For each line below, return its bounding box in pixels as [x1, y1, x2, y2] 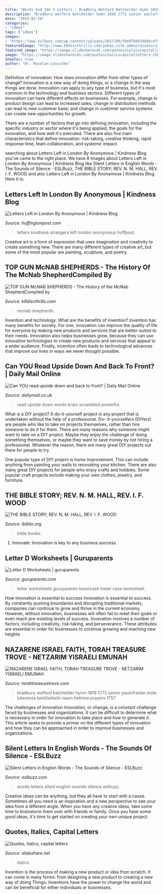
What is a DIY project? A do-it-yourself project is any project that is [5, 411, 139, 417]
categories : [5, 20, 29, 26]
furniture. [5, 477, 24, 483]
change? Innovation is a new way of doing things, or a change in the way [5, 80, 151, 86]
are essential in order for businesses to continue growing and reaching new [5, 626, 156, 632]
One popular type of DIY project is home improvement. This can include [5, 456, 149, 462]
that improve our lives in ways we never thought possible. [5, 348, 120, 354]
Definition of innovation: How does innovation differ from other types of [5, 75, 148, 81]
